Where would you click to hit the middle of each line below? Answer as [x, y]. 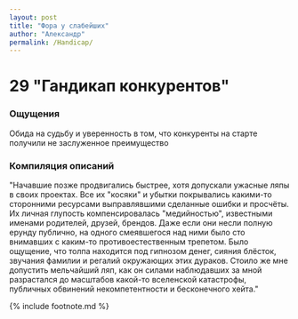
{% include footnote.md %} [59, 307]
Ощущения [35, 114]
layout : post [33, 17]
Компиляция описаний [62, 165]
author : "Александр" [48, 34]
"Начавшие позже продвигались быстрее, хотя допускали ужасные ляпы [149, 185]
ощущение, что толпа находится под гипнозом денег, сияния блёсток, [143, 251]
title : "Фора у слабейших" [59, 26]
